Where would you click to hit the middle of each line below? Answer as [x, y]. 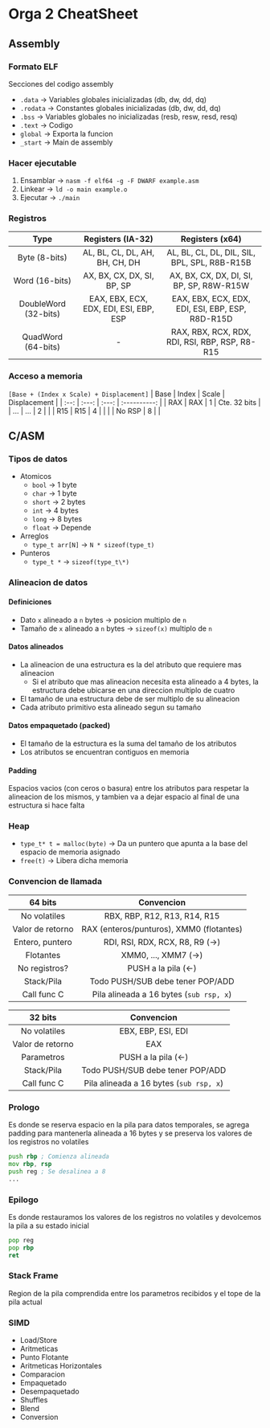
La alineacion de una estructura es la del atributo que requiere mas [131, 665]
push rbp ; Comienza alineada [59, 1157]
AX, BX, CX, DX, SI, [119, 276]
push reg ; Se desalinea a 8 [57, 1171]
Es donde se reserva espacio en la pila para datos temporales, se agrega [129, 1125]
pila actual [25, 1302]
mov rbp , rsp [30, 1164]
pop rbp [21, 1248]
